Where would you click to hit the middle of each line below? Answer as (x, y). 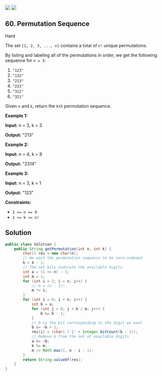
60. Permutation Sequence (47, 24)
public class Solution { (31, 244)
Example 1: (17, 115)
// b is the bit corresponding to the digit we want (87, 323)
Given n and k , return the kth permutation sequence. (58, 106)
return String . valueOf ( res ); (53, 360)
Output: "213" (19, 135)
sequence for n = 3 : (25, 60)
